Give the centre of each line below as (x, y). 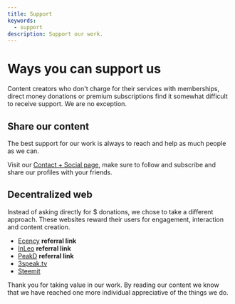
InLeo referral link (44, 248)
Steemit (29, 271)
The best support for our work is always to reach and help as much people (117, 143)
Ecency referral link (47, 241)
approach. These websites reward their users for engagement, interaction (116, 219)
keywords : (22, 21)
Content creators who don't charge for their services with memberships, (113, 89)
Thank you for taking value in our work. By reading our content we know (113, 285)
